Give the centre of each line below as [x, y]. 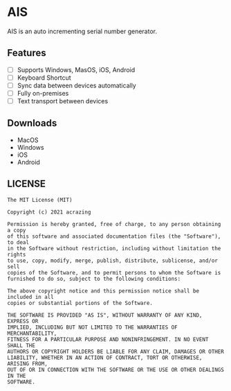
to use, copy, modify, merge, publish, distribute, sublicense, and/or [112, 261]
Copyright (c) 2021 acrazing [49, 212]
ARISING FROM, [28, 364]
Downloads [32, 123]
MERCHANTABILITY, [32, 333]
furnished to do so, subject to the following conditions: [94, 279]
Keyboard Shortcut [44, 78]
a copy [17, 230]
